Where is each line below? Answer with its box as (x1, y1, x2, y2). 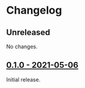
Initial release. (6, 76, 41, 83)
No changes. (6, 43, 38, 50)
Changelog (6, 4, 62, 17)
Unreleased (6, 27, 51, 37)
